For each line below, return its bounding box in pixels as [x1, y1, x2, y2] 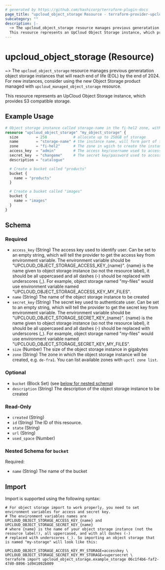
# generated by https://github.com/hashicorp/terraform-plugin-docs [5, 7, 148, 12]
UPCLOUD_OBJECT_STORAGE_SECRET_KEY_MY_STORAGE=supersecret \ [5, 553, 133, 558]
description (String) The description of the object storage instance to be [12, 385, 160, 392]
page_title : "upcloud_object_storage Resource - [5, 12, 107, 17]
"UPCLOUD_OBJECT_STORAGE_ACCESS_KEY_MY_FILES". [12, 289, 131, 295]
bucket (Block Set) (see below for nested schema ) [12, 380, 113, 386]
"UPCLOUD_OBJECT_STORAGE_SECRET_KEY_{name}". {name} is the [12, 315, 153, 321]
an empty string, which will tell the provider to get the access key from [12, 252, 155, 258]
